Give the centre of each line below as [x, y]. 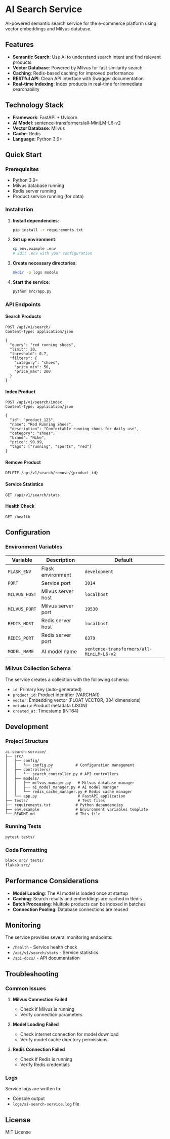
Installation [19, 210]
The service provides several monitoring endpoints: [59, 937]
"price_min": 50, [33, 367]
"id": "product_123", [33, 420]
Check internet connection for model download [69, 1034]
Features [19, 45]
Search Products [23, 316]
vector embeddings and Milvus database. [49, 28]
